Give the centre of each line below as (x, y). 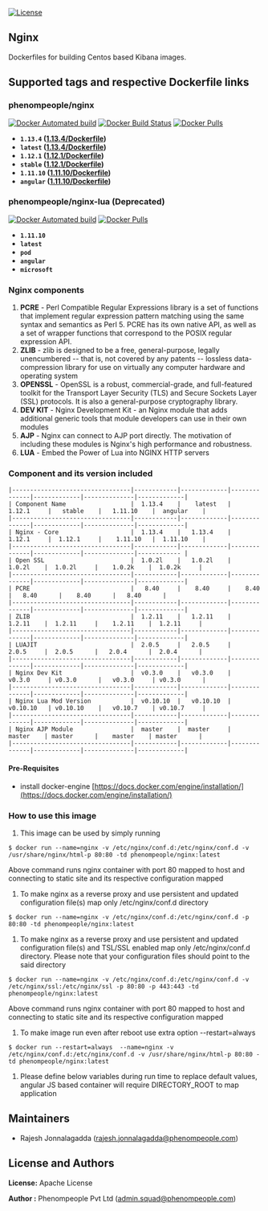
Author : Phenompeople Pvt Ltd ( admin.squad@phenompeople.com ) (122, 1198)
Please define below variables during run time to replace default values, (139, 1076)
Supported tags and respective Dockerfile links (129, 82)
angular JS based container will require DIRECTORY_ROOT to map (129, 1085)
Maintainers (39, 1119)
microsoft (37, 269)
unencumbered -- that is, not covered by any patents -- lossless (126, 359)
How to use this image (53, 815)
